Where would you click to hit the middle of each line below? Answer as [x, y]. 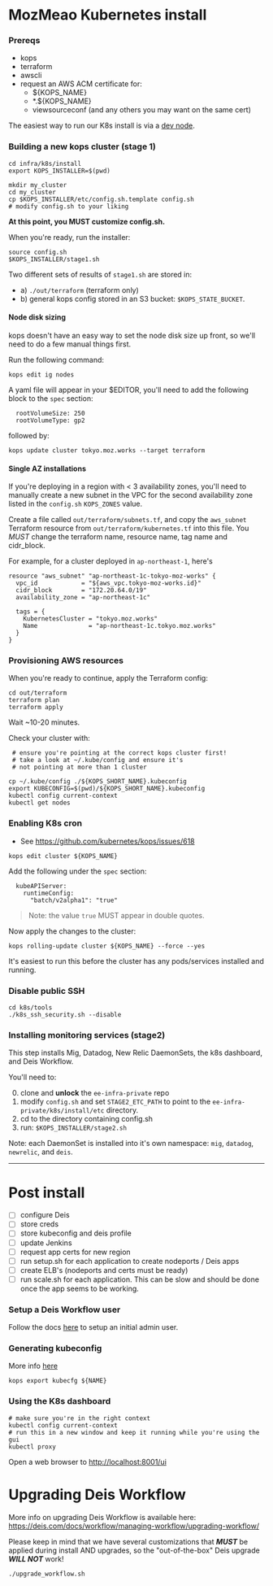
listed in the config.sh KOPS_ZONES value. [76, 504]
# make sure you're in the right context [80, 1418]
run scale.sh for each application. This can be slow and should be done [140, 1279]
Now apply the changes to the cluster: [72, 931]
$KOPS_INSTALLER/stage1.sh [54, 259]
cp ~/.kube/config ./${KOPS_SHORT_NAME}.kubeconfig [97, 782]
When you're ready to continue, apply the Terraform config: [108, 678]
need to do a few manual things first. [70, 344]
